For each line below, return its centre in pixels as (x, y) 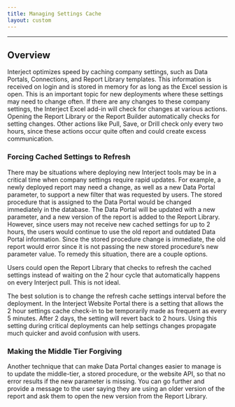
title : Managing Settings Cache (54, 14)
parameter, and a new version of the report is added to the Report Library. (114, 217)
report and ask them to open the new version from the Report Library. (107, 396)
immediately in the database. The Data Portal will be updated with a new (111, 209)
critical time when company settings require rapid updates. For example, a (114, 180)
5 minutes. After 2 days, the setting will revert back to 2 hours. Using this (112, 318)
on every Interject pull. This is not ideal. (64, 282)
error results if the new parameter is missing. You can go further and (106, 381)
